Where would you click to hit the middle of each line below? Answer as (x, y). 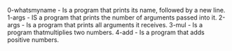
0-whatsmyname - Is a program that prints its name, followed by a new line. (116, 10)
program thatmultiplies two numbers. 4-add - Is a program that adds (106, 32)
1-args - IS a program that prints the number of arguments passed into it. (112, 17)
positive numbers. (33, 40)
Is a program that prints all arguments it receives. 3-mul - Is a (115, 25)
